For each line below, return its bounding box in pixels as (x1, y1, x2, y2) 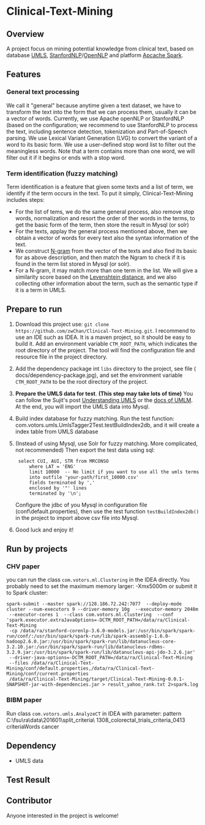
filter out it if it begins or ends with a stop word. (6, 153, 126, 161)
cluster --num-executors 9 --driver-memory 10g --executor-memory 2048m (6, 606, 199, 613)
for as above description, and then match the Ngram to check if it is (15, 254, 185, 261)
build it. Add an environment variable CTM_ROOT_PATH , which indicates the (15, 339, 198, 347)
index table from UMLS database (15, 428, 99, 435)
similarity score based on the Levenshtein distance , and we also (15, 273, 177, 281)
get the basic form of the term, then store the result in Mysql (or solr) (15, 221, 190, 228)
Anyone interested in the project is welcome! (6, 811, 119, 819)
